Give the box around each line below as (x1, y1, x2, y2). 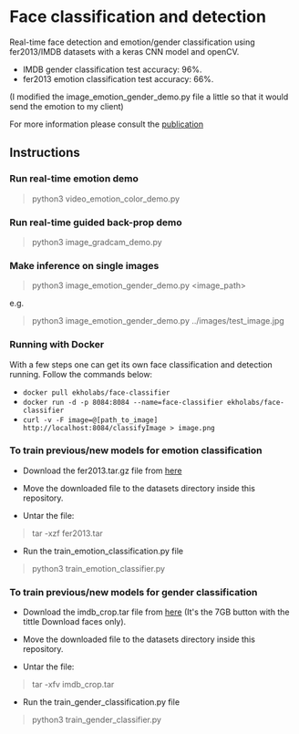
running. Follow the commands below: (9, 368, 153, 379)
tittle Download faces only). (22, 616, 127, 627)
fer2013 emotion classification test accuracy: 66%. (22, 73, 214, 84)
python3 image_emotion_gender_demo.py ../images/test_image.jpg (31, 315, 284, 326)
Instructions (9, 145, 80, 160)
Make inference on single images (9, 259, 160, 272)
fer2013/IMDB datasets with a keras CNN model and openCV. (9, 46, 240, 57)
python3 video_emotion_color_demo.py (31, 193, 180, 204)
